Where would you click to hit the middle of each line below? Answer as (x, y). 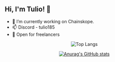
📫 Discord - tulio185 (33, 27)
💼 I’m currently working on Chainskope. (53, 21)
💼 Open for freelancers (36, 34)
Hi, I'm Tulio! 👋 (28, 9)
